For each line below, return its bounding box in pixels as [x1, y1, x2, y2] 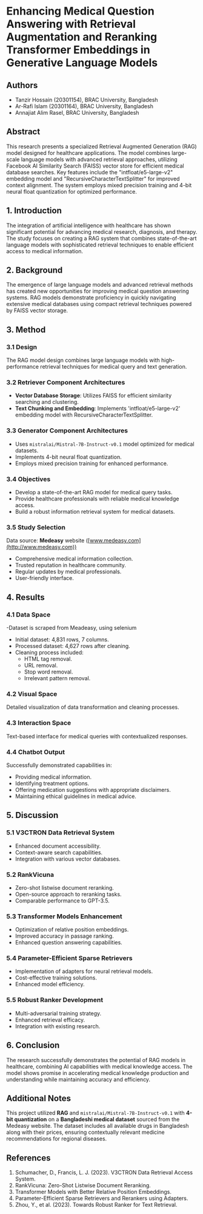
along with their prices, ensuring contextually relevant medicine [6, 1128, 165, 1136]
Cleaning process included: [15, 649, 84, 656]
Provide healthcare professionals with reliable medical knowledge [15, 495, 179, 502]
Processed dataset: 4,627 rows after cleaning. [15, 643, 130, 649]
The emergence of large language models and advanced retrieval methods [6, 281, 193, 288]
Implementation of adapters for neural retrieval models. [15, 967, 153, 975]
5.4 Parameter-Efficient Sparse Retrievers [6, 954, 133, 963]
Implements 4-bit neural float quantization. [15, 453, 122, 460]
